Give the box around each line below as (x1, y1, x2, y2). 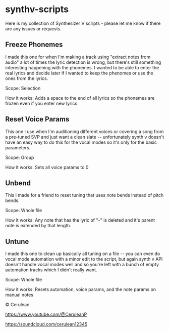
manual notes (5, 292, 34, 298)
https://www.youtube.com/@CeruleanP (5, 311, 87, 317)
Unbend (5, 179, 31, 187)
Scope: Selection (5, 85, 41, 91)
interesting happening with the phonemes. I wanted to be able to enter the (5, 64, 159, 70)
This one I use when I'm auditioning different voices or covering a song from (5, 128, 164, 135)
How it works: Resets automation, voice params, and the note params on (5, 286, 156, 293)
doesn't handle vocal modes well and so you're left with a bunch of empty (5, 262, 159, 268)
